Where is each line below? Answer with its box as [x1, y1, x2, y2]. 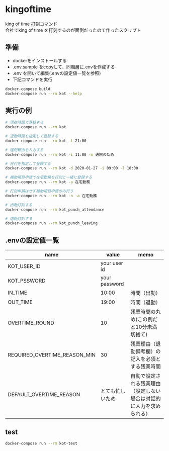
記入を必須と [130, 355, 161, 363]
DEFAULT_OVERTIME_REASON [8, 391, 80, 398]
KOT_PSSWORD [8, 278, 46, 285]
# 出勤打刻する [5, 202, 33, 207]
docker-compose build [5, 86, 51, 92]
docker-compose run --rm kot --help [5, 91, 82, 96]
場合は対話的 [130, 395, 161, 402]
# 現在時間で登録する [5, 120, 44, 125]
